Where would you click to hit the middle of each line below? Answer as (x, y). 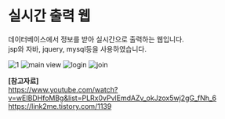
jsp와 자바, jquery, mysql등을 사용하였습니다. (78, 49)
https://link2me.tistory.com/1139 (60, 106)
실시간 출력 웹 (49, 16)
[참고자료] (24, 81)
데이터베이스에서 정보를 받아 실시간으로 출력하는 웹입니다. (96, 39)
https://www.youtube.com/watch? (63, 89)
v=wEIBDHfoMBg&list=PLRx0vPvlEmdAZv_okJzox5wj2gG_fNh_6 (112, 98)
